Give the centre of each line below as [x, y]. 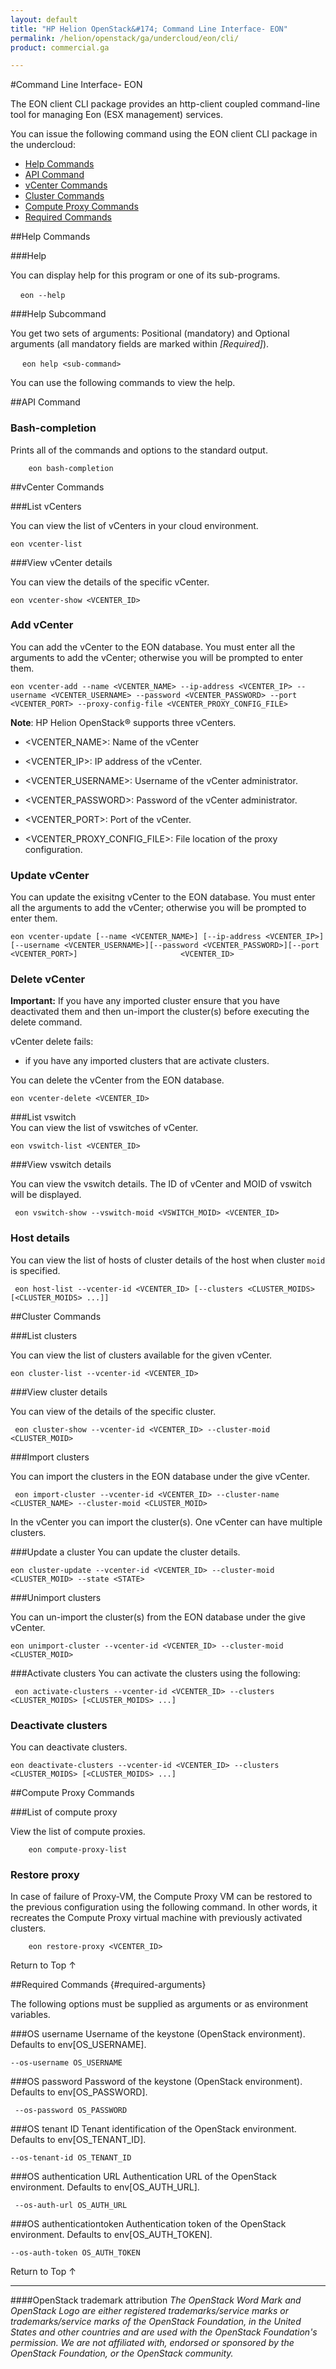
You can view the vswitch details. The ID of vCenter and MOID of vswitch [161, 1184]
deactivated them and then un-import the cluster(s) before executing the [160, 1012]
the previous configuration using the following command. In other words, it [164, 1907]
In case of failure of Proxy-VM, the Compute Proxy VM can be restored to [161, 1897]
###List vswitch [43, 1117]
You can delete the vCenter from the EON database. [117, 1080]
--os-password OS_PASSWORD [71, 2111]
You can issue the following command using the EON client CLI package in [164, 134]
